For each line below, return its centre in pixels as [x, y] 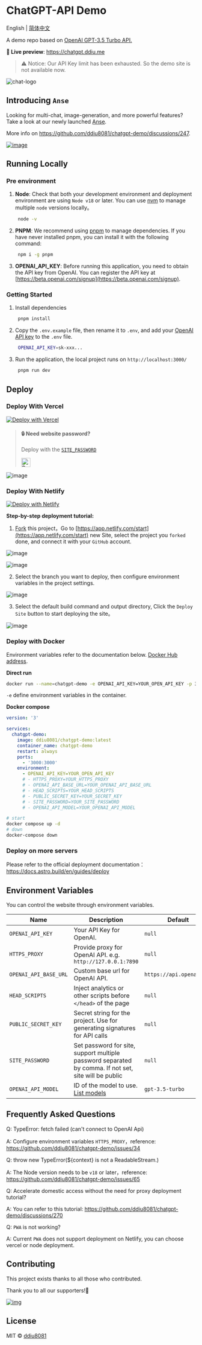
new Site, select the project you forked [138, 535]
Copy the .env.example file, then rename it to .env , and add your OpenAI [104, 330]
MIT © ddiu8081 [26, 1335]
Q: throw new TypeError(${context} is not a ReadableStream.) [83, 1160]
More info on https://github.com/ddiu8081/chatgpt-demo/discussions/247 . [98, 133]
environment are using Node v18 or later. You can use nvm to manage [100, 200]
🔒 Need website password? [56, 434]
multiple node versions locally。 [54, 208]
